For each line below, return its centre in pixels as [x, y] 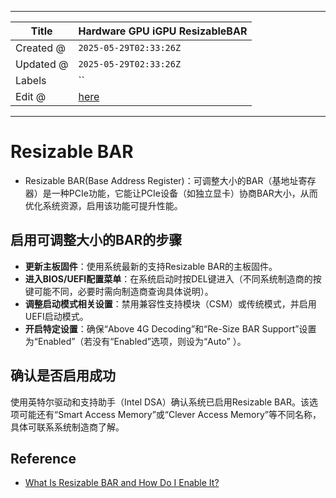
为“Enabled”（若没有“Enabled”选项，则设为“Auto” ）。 [135, 341]
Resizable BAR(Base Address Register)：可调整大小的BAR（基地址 [161, 180]
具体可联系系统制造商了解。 [67, 427]
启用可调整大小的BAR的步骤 [96, 240]
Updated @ [42, 64]
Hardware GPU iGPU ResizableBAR [163, 31]
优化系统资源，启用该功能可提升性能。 [103, 205]
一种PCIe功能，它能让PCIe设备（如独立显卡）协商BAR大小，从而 [184, 193]
